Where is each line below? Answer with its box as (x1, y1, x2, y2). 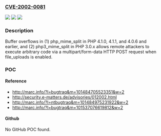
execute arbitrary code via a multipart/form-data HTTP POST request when (5, 49, 157, 55)
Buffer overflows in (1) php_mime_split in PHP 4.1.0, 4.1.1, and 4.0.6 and (5, 38, 147, 44)
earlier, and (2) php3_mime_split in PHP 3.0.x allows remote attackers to (5, 43, 150, 49)
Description (5, 27, 34, 34)
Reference (5, 78, 27, 84)
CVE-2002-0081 (5, 3, 45, 10)
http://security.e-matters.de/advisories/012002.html (12, 94, 117, 100)
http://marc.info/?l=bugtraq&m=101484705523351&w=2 (12, 89, 124, 95)
